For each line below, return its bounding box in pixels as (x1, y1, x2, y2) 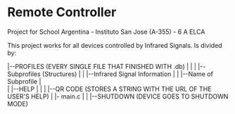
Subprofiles (7, 70, 41, 78)
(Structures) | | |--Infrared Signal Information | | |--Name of (42, 70, 213, 78)
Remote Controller (7, 4, 117, 20)
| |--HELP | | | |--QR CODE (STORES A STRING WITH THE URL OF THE (7, 84, 212, 93)
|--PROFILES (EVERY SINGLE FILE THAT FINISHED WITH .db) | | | (7, 62, 197, 70)
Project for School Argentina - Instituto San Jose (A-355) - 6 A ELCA (7, 27, 205, 36)
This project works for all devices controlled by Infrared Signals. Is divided (7, 41, 223, 49)
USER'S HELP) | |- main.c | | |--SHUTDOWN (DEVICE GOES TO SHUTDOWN (7, 92, 229, 101)
